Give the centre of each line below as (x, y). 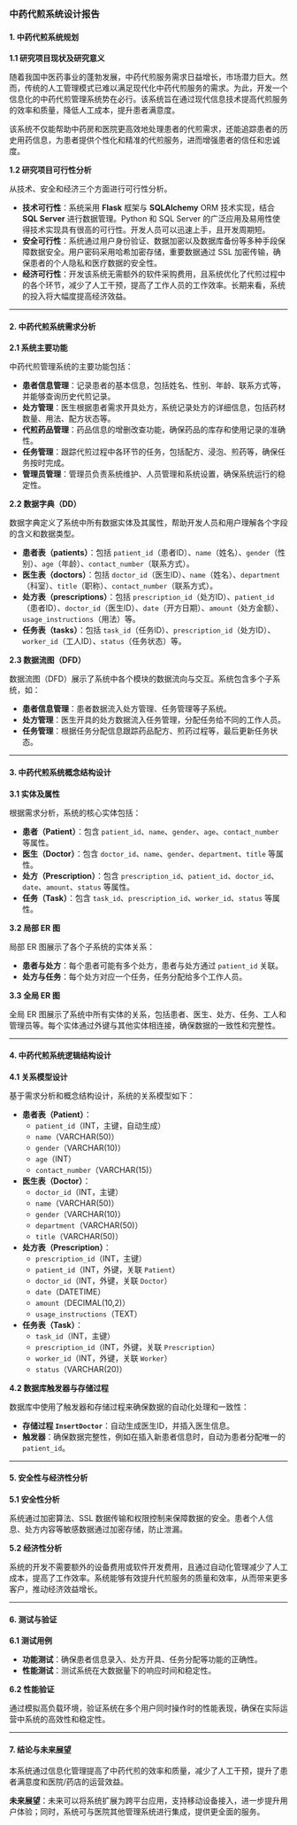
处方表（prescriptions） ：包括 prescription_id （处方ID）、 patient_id (148, 597)
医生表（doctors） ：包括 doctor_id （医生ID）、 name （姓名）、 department (151, 575)
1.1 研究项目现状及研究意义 (57, 58)
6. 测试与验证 (33, 1619)
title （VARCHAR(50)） (79, 1236)
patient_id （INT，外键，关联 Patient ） (107, 1270)
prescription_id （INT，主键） (91, 1258)
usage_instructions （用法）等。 (81, 619)
